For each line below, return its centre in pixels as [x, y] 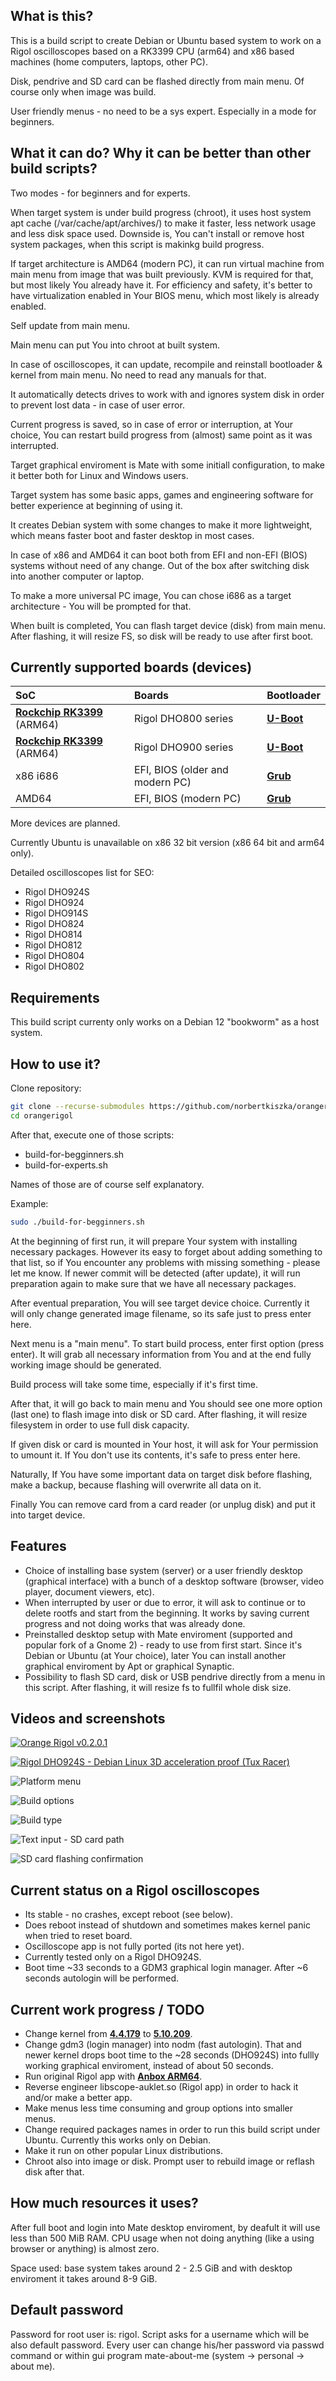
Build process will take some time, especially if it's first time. [134, 1384]
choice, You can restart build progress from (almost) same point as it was [161, 435]
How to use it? [55, 1064]
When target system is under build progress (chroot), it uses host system [161, 212]
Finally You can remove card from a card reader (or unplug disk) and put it [163, 1504]
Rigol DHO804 [54, 956]
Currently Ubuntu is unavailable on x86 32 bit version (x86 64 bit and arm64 [167, 843]
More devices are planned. [65, 823]
